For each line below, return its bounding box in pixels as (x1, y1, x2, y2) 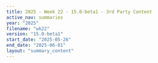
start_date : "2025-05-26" (6, 37, 71, 43)
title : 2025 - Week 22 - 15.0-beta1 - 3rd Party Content (6, 8, 153, 15)
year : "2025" (6, 20, 39, 26)
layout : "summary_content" (6, 48, 74, 54)
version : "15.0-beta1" (6, 31, 63, 37)
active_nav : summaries (6, 14, 63, 20)
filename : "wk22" (6, 25, 50, 32)
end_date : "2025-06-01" (6, 43, 66, 49)
